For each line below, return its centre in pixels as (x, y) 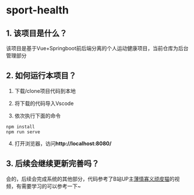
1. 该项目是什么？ (37, 33)
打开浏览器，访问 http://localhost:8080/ (63, 143)
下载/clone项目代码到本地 (45, 90)
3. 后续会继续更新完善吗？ (53, 164)
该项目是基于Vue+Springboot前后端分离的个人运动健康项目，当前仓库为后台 (97, 48)
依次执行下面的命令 (38, 116)
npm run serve (23, 132)
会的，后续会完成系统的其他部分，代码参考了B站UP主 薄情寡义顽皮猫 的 (90, 179)
